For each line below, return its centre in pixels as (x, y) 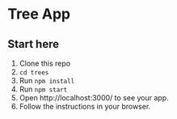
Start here (34, 44)
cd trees (34, 73)
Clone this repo (44, 63)
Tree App (39, 14)
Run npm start (43, 89)
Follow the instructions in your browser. (85, 106)
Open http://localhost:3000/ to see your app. (94, 98)
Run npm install (47, 81)
